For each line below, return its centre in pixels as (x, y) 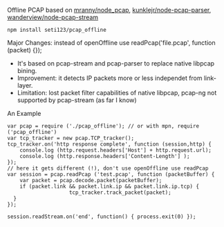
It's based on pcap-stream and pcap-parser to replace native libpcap (116, 63)
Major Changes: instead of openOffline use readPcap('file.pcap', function (111, 43)
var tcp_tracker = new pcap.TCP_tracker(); (71, 138)
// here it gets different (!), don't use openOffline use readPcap (108, 168)
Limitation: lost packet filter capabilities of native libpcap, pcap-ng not (117, 93)
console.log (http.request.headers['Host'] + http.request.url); (116, 150)
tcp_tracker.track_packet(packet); (120, 193)
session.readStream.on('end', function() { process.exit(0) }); (102, 217)
